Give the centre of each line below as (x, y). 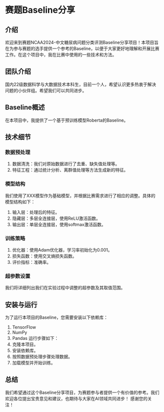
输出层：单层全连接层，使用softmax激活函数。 (59, 224)
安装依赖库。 (25, 351)
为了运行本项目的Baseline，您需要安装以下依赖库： (57, 317)
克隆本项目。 (25, 344)
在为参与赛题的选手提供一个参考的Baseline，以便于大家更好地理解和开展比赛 (82, 49)
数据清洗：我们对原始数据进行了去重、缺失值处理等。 (66, 164)
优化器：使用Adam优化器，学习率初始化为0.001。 (62, 250)
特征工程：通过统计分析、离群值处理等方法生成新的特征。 (70, 170)
